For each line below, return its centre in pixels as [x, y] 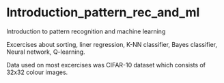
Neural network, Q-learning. [46, 52]
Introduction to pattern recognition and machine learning [86, 31]
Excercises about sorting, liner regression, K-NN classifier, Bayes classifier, [112, 44]
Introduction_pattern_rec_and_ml [103, 13]
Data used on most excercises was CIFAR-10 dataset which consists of [106, 65]
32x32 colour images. [37, 72]
